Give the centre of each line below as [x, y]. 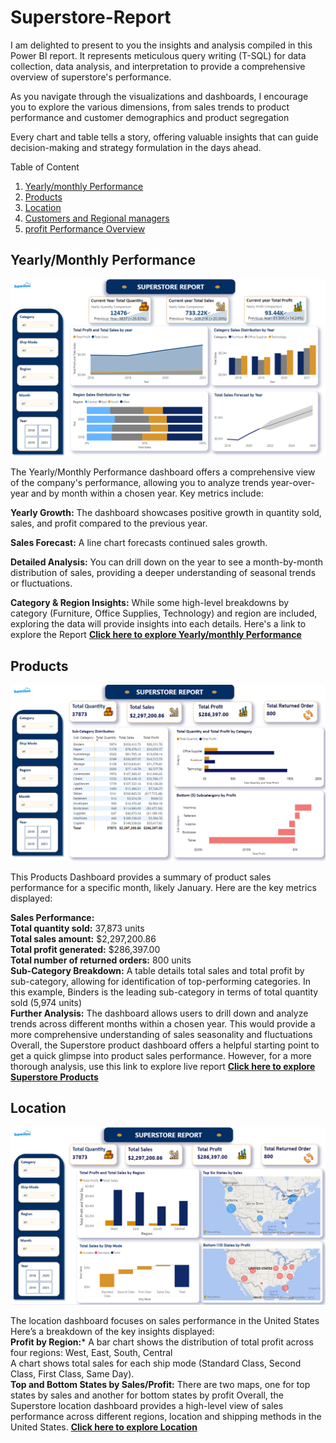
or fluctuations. [41, 583]
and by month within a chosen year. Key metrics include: [147, 493]
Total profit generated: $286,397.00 [85, 950]
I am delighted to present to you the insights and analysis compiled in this [161, 45]
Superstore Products [54, 1077]
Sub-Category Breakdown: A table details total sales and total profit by [157, 971]
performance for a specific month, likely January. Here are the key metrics [163, 888]
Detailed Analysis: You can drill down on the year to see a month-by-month [167, 562]
